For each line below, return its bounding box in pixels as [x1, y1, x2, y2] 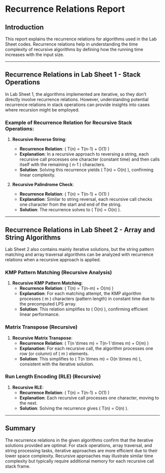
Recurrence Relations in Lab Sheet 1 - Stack [5, 70, 141, 79]
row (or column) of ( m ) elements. [19, 350, 89, 357]
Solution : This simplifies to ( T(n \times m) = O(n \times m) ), [19, 356, 142, 362]
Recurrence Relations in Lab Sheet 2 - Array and [5, 225, 155, 234]
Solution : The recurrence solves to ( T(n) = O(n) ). [19, 207, 121, 213]
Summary [5, 424, 36, 433]
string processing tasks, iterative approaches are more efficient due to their [5, 447, 158, 453]
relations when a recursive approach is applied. [5, 256, 101, 262]
